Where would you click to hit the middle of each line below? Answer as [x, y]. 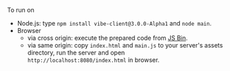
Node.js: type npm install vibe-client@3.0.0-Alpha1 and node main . [114, 23]
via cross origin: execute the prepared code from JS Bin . [107, 38]
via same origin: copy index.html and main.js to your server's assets [125, 45]
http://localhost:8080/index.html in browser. [93, 60]
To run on [21, 10]
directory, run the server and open [76, 52]
